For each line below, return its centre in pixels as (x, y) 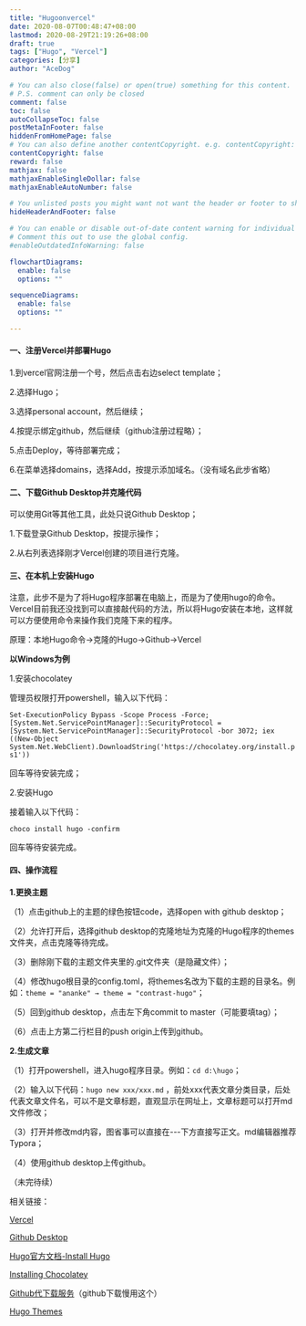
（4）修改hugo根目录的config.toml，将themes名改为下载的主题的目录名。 (148, 981)
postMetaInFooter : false (56, 128)
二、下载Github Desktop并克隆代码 (76, 492)
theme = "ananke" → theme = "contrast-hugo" (112, 993)
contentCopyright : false (56, 153)
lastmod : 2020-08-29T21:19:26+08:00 (79, 35)
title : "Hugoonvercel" (52, 18)
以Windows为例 (40, 659)
